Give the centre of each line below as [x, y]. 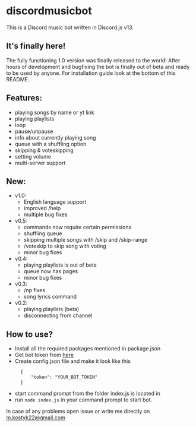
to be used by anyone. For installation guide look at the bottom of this [91, 73]
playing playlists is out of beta [60, 265]
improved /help [42, 208]
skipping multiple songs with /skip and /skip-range [86, 240]
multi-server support [40, 163]
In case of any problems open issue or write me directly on [78, 412]
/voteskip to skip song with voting [65, 246]
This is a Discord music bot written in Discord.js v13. [70, 27]
